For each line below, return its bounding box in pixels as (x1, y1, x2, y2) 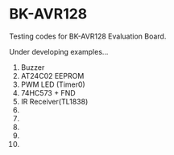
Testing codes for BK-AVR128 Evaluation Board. (9, 31, 167, 41)
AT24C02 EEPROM (20, 71, 85, 80)
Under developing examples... (9, 47, 109, 56)
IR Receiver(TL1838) (20, 96, 89, 106)
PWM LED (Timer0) (20, 80, 85, 89)
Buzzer (20, 62, 45, 72)
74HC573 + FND (20, 88, 76, 97)
